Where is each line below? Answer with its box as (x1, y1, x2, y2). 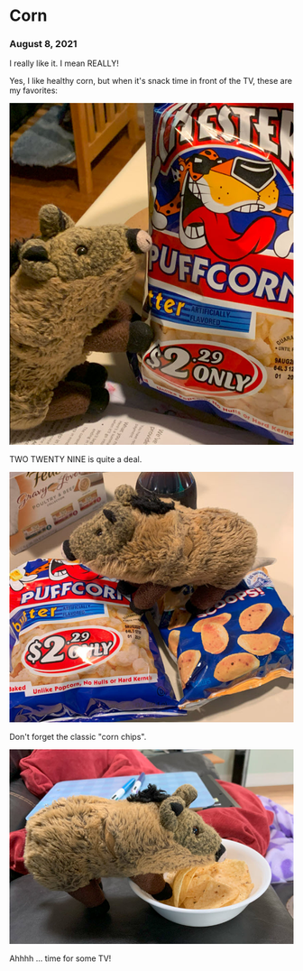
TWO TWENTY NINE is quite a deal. (9, 453, 142, 465)
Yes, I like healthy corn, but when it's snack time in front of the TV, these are (9, 76, 293, 87)
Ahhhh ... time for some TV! (9, 953, 112, 964)
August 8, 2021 (9, 38, 78, 51)
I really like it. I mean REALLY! (9, 58, 120, 69)
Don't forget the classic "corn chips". (9, 732, 147, 743)
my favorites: (9, 85, 59, 96)
